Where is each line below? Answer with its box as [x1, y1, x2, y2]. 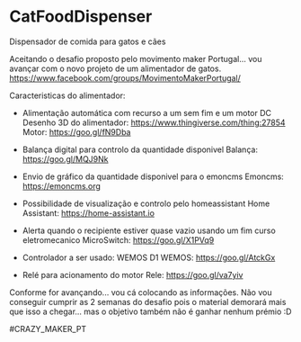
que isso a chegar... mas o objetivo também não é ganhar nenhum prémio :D [9, 306, 292, 317]
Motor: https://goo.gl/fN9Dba [22, 126, 131, 137]
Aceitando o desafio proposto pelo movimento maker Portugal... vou [9, 53, 262, 64]
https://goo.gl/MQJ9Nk [22, 153, 110, 164]
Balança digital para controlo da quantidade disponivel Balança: [22, 144, 259, 155]
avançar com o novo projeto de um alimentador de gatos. [9, 63, 222, 74]
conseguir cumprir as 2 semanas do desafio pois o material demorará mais [9, 296, 287, 307]
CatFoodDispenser [9, 6, 153, 27]
